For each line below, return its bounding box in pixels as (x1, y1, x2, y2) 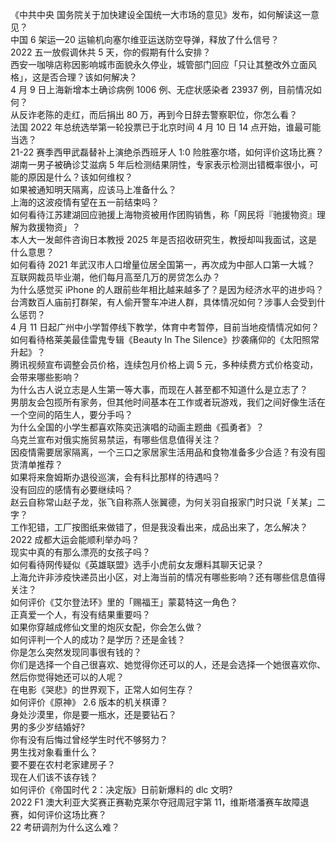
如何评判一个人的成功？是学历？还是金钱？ (10, 634, 186, 645)
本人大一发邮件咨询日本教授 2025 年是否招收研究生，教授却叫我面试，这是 (10, 234, 318, 245)
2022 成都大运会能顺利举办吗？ (10, 534, 140, 545)
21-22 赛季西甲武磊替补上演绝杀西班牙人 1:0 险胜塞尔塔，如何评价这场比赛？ (10, 146, 325, 158)
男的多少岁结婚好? (10, 721, 86, 733)
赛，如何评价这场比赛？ (10, 809, 107, 820)
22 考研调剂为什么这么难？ (10, 821, 121, 833)
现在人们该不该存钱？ (10, 771, 98, 783)
